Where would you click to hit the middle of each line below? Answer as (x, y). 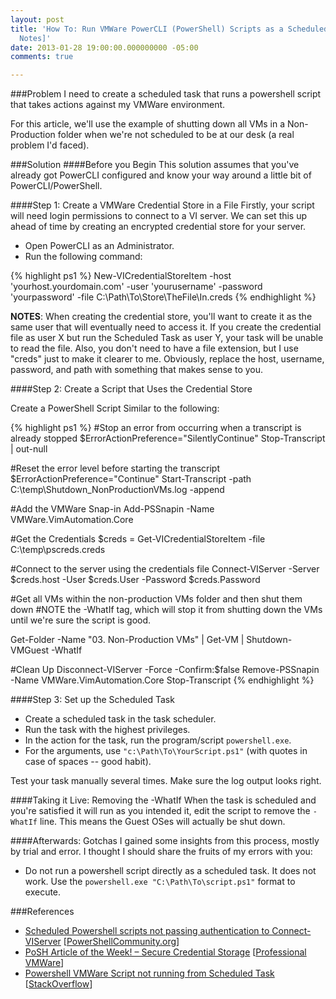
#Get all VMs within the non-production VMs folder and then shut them (156, 599)
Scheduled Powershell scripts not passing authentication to (147, 931)
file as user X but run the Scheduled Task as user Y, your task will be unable (167, 338)
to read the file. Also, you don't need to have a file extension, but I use (154, 348)
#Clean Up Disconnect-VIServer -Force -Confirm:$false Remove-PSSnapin (165, 670)
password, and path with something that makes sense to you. (137, 370)
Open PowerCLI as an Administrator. (99, 246)
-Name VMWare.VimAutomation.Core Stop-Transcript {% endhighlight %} (162, 680)
